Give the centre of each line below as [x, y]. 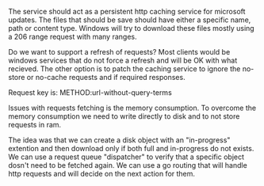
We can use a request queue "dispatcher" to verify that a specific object [126, 157]
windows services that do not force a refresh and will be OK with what [123, 60]
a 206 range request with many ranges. [73, 36]
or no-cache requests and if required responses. [106, 77]
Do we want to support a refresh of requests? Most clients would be [119, 52]
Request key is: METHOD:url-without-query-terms [90, 93]
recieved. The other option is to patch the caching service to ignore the [124, 69]
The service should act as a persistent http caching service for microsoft [127, 11]
